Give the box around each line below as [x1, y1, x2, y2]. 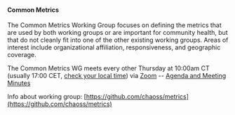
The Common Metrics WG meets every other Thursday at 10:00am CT [7, 64, 210, 72]
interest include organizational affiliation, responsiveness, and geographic [7, 43, 221, 52]
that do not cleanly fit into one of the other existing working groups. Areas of [7, 36, 229, 45]
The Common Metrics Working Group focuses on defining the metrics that [7, 21, 222, 29]
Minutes [7, 79, 31, 87]
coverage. [7, 51, 36, 59]
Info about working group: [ [7, 93, 86, 101]
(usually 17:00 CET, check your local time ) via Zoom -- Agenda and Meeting [7, 72, 227, 80]
